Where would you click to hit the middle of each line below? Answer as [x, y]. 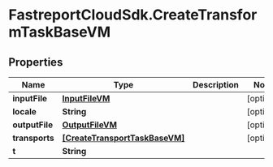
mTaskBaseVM [60, 32]
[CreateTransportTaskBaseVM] [123, 138]
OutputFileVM [90, 125]
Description [216, 85]
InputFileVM [86, 98]
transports [33, 138]
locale [24, 111]
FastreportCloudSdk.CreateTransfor [133, 15]
